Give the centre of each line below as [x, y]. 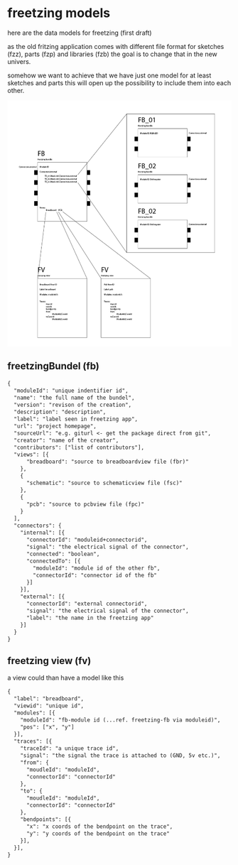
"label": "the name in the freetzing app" [90, 618]
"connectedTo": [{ [53, 561]
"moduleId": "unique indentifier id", [71, 391]
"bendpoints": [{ [46, 820]
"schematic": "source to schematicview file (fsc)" [104, 483]
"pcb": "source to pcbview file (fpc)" [85, 504]
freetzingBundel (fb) [53, 366]
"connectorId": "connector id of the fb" [95, 575]
